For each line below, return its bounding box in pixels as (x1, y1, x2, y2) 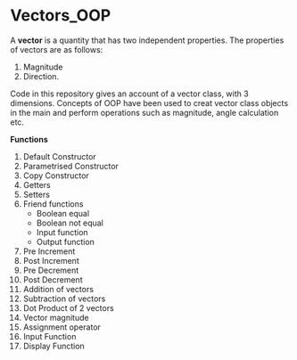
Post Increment (22, 255, 79, 266)
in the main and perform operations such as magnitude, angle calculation (10, 107, 279, 118)
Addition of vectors (22, 283, 95, 294)
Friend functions (22, 198, 84, 209)
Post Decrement (22, 274, 83, 285)
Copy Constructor (22, 170, 90, 181)
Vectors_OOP (10, 5, 111, 26)
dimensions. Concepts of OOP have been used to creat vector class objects (10, 97, 289, 108)
